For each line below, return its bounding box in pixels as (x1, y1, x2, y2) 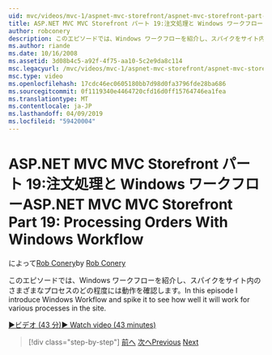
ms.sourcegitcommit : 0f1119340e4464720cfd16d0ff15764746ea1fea (8, 87, 227, 96)
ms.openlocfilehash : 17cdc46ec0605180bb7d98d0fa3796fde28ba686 (8, 79, 227, 88)
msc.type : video (8, 72, 63, 80)
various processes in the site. (8, 303, 107, 313)
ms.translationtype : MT (8, 95, 89, 103)
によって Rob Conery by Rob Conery (8, 258, 126, 267)
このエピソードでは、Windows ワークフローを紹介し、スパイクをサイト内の (8, 275, 261, 284)
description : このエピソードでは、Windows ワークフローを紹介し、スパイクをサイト (8, 34, 259, 43)
